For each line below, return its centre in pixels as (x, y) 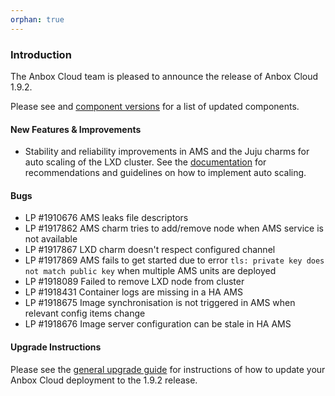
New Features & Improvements (76, 129)
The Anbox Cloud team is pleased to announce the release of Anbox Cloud (164, 76)
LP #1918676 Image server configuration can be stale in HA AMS (158, 324)
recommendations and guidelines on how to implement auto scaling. (165, 173)
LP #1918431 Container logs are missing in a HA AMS (133, 292)
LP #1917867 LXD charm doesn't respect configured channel (150, 250)
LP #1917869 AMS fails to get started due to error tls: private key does (174, 260)
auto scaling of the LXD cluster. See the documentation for (145, 162)
